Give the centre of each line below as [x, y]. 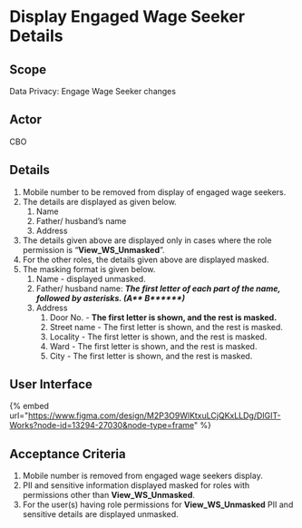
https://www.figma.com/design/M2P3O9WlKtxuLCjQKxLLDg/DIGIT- [154, 416]
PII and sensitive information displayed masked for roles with [136, 485]
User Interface [51, 384]
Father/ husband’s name [81, 220]
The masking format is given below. [89, 269]
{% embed [29, 406]
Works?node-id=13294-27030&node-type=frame [102, 425]
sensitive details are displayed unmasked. [100, 514]
